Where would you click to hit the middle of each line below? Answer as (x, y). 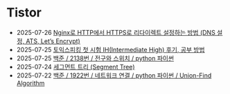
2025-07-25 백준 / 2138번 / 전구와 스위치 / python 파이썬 (95, 58)
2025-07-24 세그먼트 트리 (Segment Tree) (76, 67)
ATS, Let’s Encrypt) (53, 41)
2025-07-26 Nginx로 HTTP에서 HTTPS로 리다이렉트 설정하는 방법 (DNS (116, 32)
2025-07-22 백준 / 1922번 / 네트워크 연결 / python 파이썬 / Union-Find (114, 75)
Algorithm (30, 83)
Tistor (24, 13)
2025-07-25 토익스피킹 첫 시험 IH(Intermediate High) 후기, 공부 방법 (110, 49)
